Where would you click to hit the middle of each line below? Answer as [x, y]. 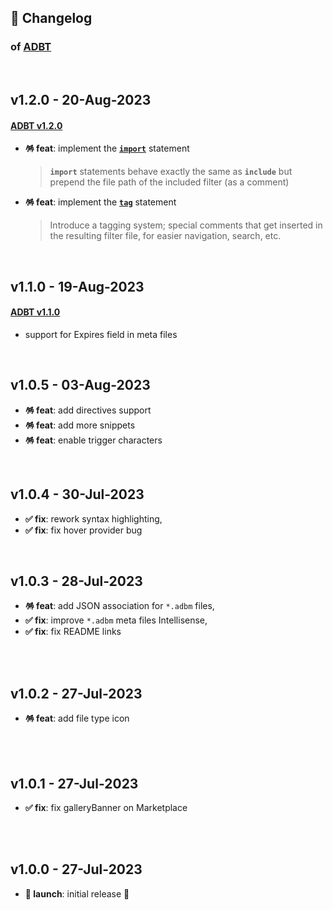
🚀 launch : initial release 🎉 [77, 893]
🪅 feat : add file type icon [77, 718]
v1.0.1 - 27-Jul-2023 [74, 783]
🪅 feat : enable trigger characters [93, 440]
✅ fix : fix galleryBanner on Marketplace [106, 807]
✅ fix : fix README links [73, 632]
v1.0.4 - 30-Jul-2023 [77, 494]
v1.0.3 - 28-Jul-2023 [76, 581]
